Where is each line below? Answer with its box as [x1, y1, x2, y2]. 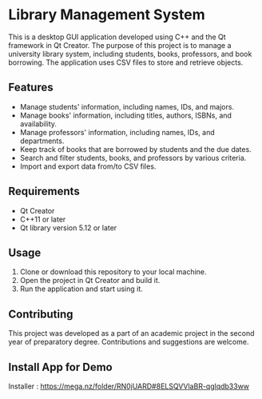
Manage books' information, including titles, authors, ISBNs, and [19, 110, 232, 120]
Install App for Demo [8, 360, 113, 373]
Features [8, 81, 54, 94]
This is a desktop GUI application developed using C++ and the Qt [8, 32, 226, 42]
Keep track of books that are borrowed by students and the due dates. [19, 144, 252, 154]
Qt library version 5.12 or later [19, 222, 117, 233]
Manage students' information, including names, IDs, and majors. [19, 102, 234, 111]
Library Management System [8, 6, 205, 24]
